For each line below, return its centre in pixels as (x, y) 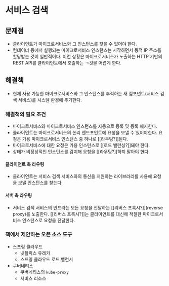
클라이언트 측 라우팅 (25, 164)
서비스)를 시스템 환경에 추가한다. (50, 100)
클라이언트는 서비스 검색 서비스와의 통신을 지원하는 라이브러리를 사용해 (82, 176)
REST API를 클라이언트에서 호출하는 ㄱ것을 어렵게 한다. (67, 63)
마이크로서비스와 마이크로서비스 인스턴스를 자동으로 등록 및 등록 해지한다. (85, 126)
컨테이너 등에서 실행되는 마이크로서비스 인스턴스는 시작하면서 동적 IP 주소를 (87, 50)
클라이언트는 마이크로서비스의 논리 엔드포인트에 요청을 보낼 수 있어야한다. (85, 133)
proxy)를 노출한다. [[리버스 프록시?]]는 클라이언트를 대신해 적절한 (77, 214)
